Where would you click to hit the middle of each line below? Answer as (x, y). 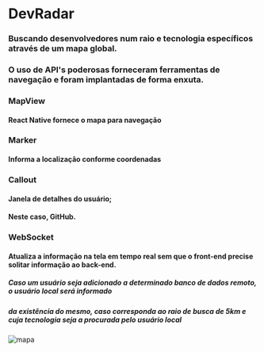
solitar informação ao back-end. (62, 264)
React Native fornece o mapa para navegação (85, 120)
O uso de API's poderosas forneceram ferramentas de (114, 70)
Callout (23, 179)
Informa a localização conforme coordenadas (85, 159)
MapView (27, 101)
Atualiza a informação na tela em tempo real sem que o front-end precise (131, 256)
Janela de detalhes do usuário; (60, 198)
